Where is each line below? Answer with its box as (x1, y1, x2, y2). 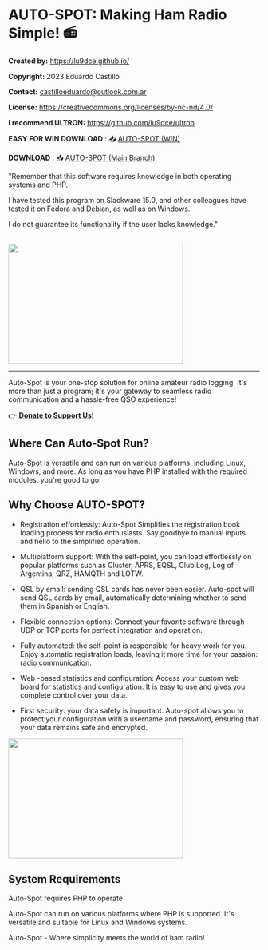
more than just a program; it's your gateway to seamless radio (8, 386, 212, 396)
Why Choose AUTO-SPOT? (8, 498, 146, 512)
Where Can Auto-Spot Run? (8, 437, 149, 451)
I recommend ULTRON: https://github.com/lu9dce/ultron (8, 117, 195, 127)
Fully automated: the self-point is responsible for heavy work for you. (19, 641, 247, 650)
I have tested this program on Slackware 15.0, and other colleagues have (8, 195, 247, 205)
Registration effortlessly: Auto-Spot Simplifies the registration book (19, 519, 241, 529)
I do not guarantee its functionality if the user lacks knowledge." (8, 219, 219, 229)
